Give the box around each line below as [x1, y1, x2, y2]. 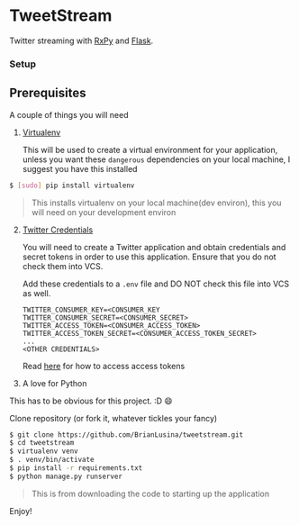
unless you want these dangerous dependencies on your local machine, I [22, 154, 291, 165]
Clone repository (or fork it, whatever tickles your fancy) [9, 412, 218, 423]
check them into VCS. [22, 260, 104, 271]
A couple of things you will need [9, 109, 129, 120]
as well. [22, 287, 51, 298]
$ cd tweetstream [9, 439, 75, 448]
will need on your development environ [31, 206, 177, 217]
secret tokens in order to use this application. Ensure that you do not [22, 251, 276, 262]
